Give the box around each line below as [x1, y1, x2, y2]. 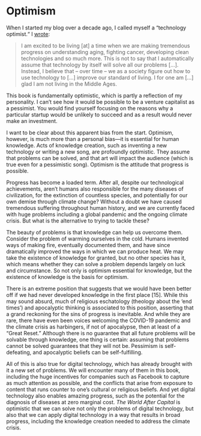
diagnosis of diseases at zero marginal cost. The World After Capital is [6, 398, 181, 405]
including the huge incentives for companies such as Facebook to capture [6, 373, 190, 380]
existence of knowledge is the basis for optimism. [6, 273, 129, 280]
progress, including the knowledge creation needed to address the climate [6, 417, 190, 425]
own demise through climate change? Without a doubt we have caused [6, 198, 182, 205]
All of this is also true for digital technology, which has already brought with [6, 360, 193, 367]
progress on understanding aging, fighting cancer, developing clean [20, 48, 189, 55]
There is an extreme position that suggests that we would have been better [6, 285, 192, 292]
